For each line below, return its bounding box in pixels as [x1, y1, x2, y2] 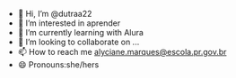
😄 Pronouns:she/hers [17, 59, 100, 70]
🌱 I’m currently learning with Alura [17, 27, 144, 37]
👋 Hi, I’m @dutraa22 [17, 9, 92, 19]
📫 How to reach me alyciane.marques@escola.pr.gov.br [17, 47, 227, 57]
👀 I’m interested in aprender [17, 18, 121, 28]
